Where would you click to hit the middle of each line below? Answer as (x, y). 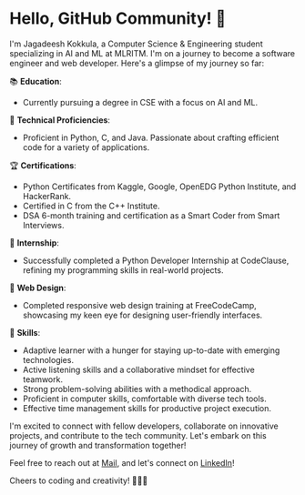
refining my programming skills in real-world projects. (123, 270)
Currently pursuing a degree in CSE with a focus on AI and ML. (140, 102)
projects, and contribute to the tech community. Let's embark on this (138, 435)
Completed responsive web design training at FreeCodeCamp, (139, 305)
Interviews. (43, 225)
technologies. (48, 359)
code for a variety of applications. (86, 147)
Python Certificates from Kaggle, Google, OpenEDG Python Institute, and (159, 187)
